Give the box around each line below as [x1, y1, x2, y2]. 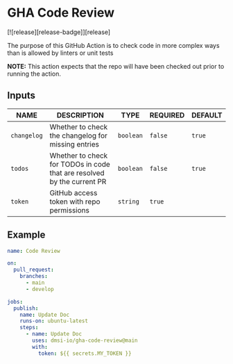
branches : [19, 273, 49, 280]
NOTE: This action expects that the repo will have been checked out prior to [7, 62, 225, 70]
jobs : [7, 298, 23, 305]
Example [7, 229, 46, 241]
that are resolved [49, 168, 105, 178]
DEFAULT [191, 110, 223, 119]
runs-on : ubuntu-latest [19, 317, 89, 324]
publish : [13, 304, 39, 312]
